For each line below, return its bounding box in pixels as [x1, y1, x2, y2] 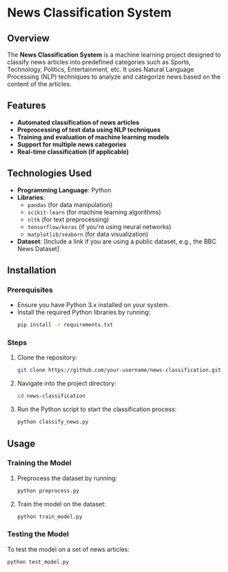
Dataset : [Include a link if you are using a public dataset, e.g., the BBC [17, 237, 217, 246]
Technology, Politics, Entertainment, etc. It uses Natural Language [7, 66, 194, 73]
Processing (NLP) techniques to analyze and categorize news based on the [7, 72, 221, 81]
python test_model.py [7, 558, 70, 565]
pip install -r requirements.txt [17, 322, 114, 328]
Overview [7, 32, 50, 44]
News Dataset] [17, 244, 60, 253]
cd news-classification [17, 393, 86, 400]
